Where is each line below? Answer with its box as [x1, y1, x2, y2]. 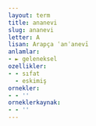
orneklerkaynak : [8, 99, 61, 106]
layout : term [8, 11, 51, 20]
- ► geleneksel [8, 56, 58, 63]
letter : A [8, 33, 41, 41]
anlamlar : [8, 48, 41, 56]
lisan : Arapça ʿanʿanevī [8, 41, 89, 49]
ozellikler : [8, 63, 47, 70]
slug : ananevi [8, 26, 55, 34]
